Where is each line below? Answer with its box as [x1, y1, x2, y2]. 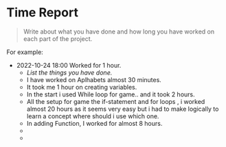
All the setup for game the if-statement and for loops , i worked [26, 97, 205, 105]
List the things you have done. [26, 68, 113, 77]
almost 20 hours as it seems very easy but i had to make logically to [26, 105, 219, 113]
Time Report [6, 5, 78, 21]
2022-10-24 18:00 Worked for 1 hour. [16, 61, 122, 69]
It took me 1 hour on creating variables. [26, 83, 137, 91]
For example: [6, 48, 44, 56]
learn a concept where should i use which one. [26, 111, 159, 120]
